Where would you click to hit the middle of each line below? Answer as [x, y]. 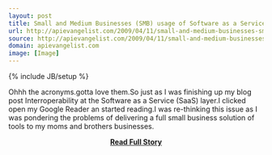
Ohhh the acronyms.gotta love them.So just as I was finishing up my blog [130, 92]
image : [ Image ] [34, 53]
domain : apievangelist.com [54, 46]
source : [21, 38]
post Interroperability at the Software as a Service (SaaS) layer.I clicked [127, 101]
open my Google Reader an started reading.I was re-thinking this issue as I [133, 109]
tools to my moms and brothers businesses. [81, 126]
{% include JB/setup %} [49, 76]
